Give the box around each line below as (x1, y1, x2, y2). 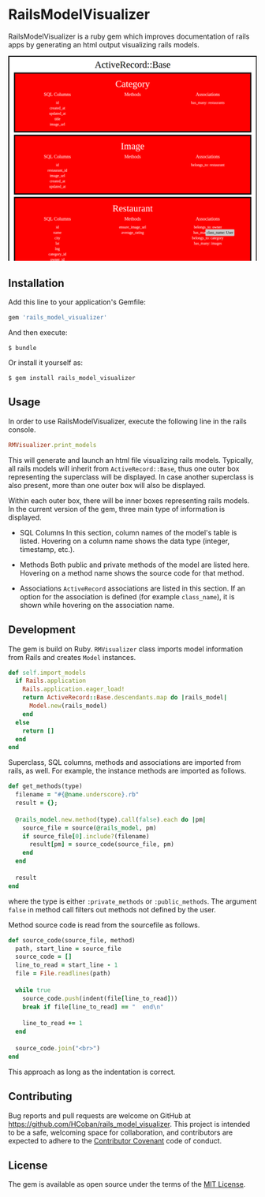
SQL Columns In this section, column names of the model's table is (19, 528, 237, 537)
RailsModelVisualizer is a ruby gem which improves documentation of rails (8, 32, 250, 41)
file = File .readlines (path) (15, 970, 111, 978)
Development (8, 623, 77, 636)
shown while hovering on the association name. (19, 600, 175, 610)
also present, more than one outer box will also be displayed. (8, 480, 206, 490)
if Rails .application (15, 677, 87, 685)
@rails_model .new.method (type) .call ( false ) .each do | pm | (15, 815, 207, 823)
